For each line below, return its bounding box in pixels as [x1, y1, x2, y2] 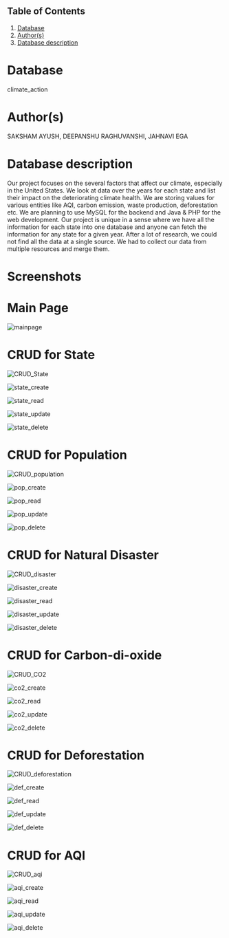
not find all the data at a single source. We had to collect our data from [7, 237, 207, 246]
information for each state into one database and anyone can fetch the [7, 223, 208, 231]
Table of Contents [7, 6, 86, 17]
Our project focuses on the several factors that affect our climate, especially [7, 179, 223, 187]
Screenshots [7, 268, 82, 284]
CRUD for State [7, 347, 95, 362]
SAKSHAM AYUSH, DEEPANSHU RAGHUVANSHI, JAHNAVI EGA [7, 132, 188, 140]
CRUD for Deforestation [7, 748, 144, 763]
